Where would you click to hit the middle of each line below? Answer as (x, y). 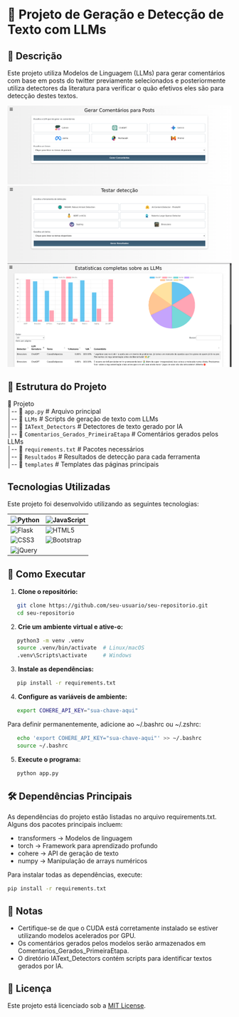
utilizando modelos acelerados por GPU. (77, 936)
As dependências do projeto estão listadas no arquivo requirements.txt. (112, 817)
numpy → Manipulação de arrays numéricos (83, 861)
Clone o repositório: (48, 591)
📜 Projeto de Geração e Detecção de (116, 15)
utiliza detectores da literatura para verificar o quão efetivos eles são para (116, 88)
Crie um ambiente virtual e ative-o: (70, 627)
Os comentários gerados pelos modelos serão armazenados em (112, 944)
